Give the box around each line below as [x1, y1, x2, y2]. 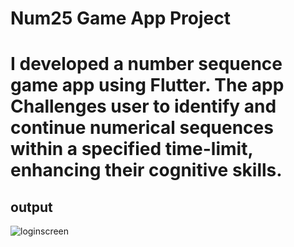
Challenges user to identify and [10, 95, 277, 118]
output [10, 198, 53, 216]
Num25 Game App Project [10, 7, 232, 30]
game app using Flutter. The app [10, 74, 285, 97]
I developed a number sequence [10, 53, 283, 76]
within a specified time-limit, [10, 138, 253, 161]
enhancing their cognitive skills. [10, 159, 283, 182]
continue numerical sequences [10, 117, 274, 139]
